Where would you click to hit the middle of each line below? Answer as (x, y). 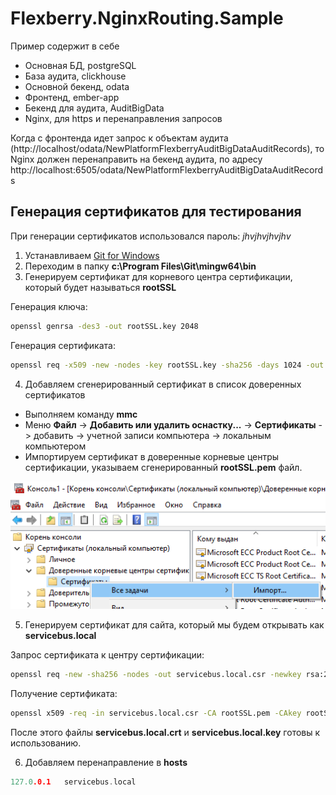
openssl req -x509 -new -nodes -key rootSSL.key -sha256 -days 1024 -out (167, 365)
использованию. (46, 743)
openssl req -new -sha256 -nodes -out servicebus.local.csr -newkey (156, 674)
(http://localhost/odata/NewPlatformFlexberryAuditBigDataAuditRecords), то (167, 148)
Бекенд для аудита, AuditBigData (94, 108)
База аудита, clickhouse (75, 76)
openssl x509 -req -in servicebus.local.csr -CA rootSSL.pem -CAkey (156, 713)
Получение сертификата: (64, 693)
